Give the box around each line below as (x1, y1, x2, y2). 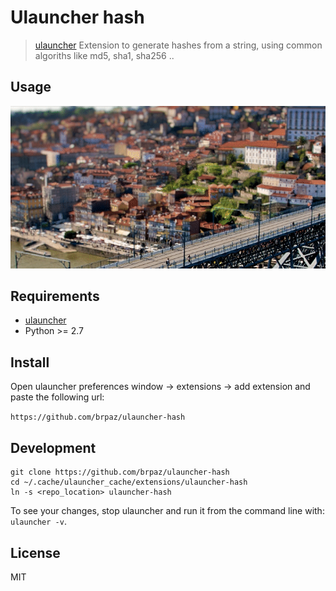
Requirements (10, 288, 100, 305)
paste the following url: (10, 391, 105, 403)
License (10, 544, 61, 561)
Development (10, 439, 97, 456)
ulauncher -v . (10, 516, 67, 528)
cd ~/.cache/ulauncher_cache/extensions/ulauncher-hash (10, 477, 248, 488)
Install (10, 354, 50, 371)
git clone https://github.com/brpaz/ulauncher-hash (10, 467, 230, 478)
